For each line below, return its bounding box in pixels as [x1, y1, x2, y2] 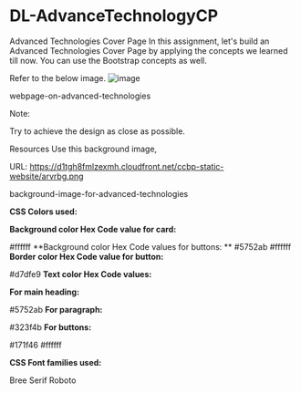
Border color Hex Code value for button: [9, 251, 164, 262]
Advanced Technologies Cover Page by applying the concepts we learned [9, 45, 289, 56]
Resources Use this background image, [9, 143, 158, 154]
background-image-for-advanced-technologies [9, 188, 189, 199]
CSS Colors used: [9, 206, 78, 217]
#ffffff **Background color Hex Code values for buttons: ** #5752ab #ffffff [9, 241, 292, 252]
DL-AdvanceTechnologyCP [9, 5, 219, 26]
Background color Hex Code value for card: [9, 223, 177, 234]
